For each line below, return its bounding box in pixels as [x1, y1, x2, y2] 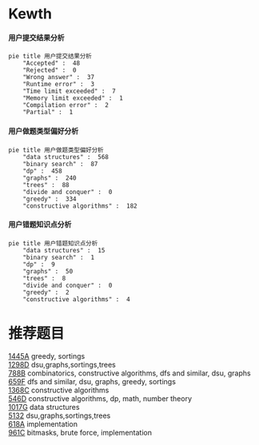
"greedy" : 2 [22, 288, 70, 296]
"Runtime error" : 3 [22, 81, 94, 89]
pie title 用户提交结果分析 [8, 53, 92, 61]
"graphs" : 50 [22, 267, 74, 276]
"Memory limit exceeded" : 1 [22, 94, 124, 102]
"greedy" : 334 [22, 195, 78, 203]
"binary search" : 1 [22, 253, 94, 261]
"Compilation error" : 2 [22, 101, 110, 109]
